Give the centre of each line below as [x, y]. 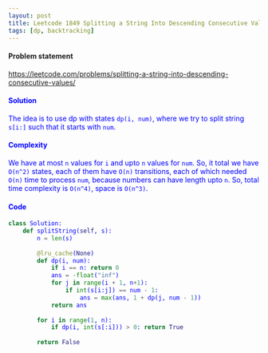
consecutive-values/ [42, 82]
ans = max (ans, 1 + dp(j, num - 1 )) [140, 297]
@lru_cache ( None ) [65, 253]
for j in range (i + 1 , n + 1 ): [99, 283]
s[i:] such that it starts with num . [62, 127]
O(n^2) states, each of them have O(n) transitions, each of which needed [128, 171]
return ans [69, 305]
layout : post [30, 16]
